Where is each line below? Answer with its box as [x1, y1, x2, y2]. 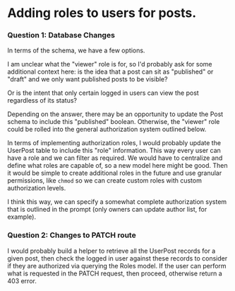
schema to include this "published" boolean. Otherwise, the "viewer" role [7, 118, 220, 126]
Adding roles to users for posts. [7, 5, 196, 21]
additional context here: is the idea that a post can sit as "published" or [7, 67, 214, 76]
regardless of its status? [7, 96, 78, 105]
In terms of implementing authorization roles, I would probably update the [7, 139, 221, 147]
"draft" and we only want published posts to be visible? [7, 75, 168, 84]
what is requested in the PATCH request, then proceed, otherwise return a [7, 269, 222, 278]
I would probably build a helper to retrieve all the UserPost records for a [7, 246, 216, 255]
